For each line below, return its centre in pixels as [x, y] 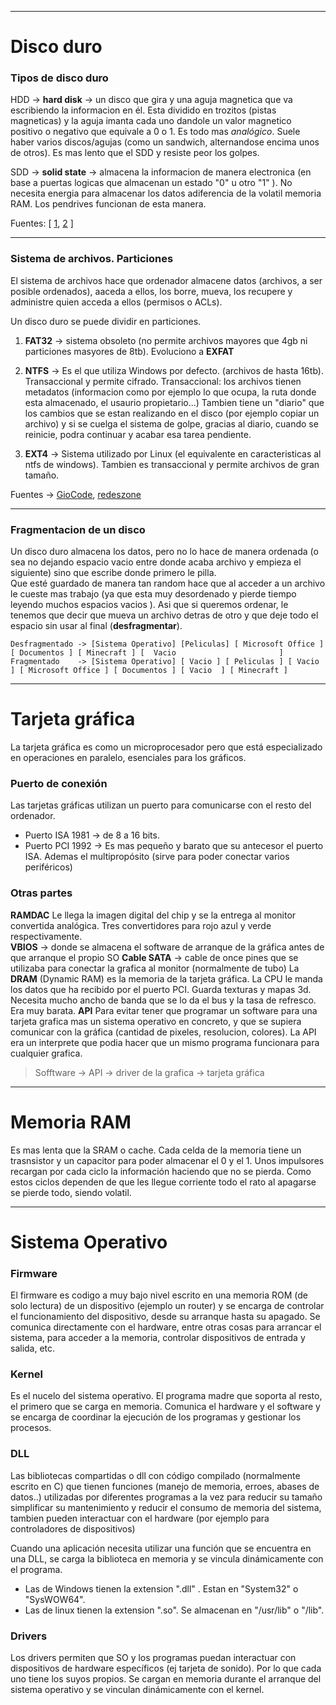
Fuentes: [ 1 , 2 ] [42, 223]
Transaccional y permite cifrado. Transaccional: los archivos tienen [163, 381]
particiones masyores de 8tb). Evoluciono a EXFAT [129, 351]
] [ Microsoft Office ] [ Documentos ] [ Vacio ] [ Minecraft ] [149, 671]
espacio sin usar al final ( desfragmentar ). [96, 626]
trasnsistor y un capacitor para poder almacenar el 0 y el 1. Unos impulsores [167, 1160]
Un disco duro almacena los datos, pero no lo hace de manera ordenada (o [164, 552]
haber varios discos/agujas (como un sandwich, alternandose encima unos [165, 142]
